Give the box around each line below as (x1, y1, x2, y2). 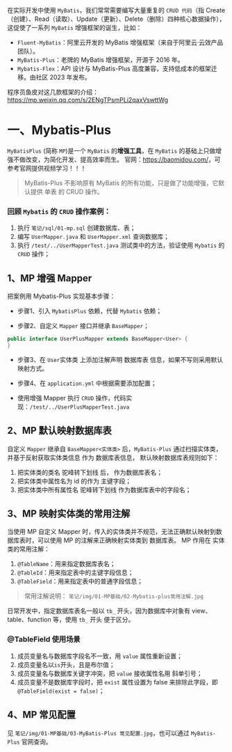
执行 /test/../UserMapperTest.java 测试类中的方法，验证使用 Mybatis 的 (17, 241, 225, 249)
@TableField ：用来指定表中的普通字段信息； (17, 577, 144, 586)
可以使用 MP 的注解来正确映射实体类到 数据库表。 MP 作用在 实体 (37, 536, 225, 545)
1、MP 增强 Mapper (7, 272, 92, 284)
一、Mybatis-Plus (7, 123, 111, 138)
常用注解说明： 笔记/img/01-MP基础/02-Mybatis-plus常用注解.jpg (24, 592, 204, 600)
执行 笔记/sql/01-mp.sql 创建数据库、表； (17, 224, 136, 232)
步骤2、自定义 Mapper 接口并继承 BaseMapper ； (17, 322, 149, 330)
